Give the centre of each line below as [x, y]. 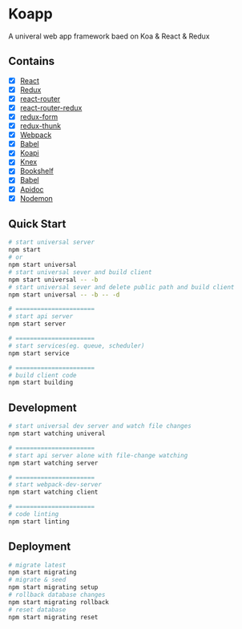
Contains [31, 61]
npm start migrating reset [53, 617]
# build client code [43, 375]
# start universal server [51, 242]
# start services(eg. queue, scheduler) [77, 345]
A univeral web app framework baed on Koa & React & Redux [109, 36]
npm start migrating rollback [59, 602]
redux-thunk [40, 126]
